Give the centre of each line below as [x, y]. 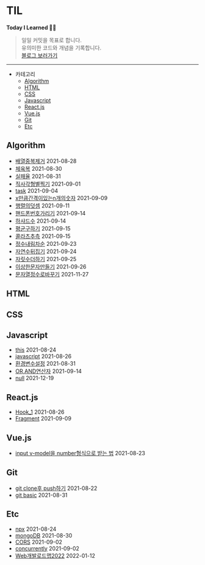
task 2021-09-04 [37, 190]
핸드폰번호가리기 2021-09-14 [50, 213]
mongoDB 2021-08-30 [44, 535]
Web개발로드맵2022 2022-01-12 [55, 555]
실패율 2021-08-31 [38, 176]
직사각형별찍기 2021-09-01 [48, 184]
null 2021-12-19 [34, 378]
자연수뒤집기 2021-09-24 [46, 251]
